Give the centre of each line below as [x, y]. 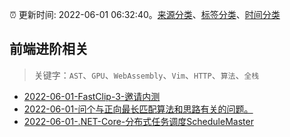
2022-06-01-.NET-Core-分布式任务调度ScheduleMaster [138, 121]
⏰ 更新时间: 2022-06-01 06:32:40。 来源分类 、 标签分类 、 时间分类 [145, 14]
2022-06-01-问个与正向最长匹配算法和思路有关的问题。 [138, 109]
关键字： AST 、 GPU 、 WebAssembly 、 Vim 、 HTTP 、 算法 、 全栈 [146, 75]
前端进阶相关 [49, 49]
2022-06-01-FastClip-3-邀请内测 [92, 96]
